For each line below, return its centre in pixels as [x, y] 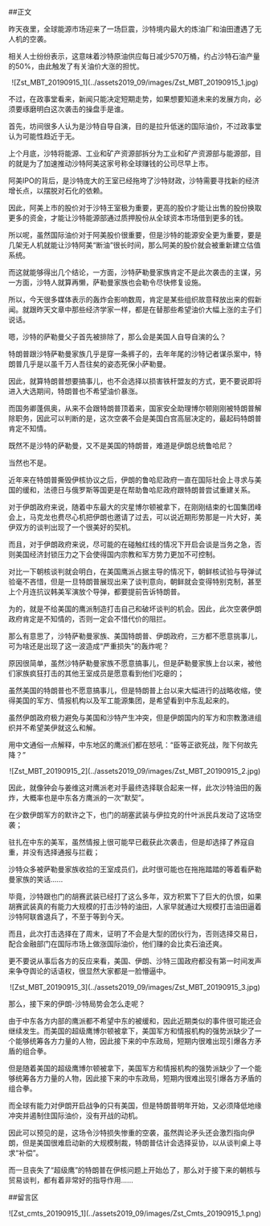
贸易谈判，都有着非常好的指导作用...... [71, 1180]
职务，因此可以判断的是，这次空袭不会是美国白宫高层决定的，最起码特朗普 [138, 418]
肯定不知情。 [29, 428]
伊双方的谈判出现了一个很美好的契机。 [72, 527]
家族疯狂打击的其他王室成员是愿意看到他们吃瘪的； [100, 673]
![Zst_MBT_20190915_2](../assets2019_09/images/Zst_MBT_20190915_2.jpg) [135, 771]
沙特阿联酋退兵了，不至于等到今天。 [68, 916]
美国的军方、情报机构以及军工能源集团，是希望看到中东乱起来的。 [124, 700]
